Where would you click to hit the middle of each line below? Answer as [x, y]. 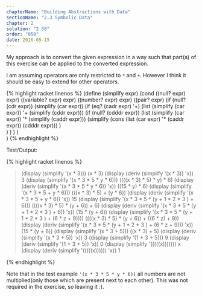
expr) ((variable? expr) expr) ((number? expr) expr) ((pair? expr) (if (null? [96, 100]
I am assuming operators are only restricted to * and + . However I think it [96, 75]
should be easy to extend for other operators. [63, 82]
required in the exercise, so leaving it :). [55, 287]
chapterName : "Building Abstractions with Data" [68, 12]
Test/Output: [22, 150]
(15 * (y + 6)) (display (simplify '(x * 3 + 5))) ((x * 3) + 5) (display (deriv [109, 231]
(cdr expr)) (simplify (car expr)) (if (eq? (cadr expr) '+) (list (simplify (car [96, 106]
